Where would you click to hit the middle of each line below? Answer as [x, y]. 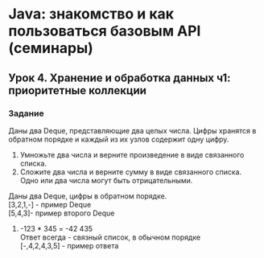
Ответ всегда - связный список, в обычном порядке [110, 237]
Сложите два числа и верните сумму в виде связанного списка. [131, 172]
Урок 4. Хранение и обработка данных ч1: [120, 78]
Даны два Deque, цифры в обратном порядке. [88, 196]
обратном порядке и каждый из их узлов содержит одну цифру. [119, 139]
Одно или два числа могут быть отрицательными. [106, 180]
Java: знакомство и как [91, 14]
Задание [26, 113]
